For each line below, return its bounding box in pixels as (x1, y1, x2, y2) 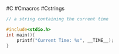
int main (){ (6, 32, 35, 38)
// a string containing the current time (6, 16, 109, 22)
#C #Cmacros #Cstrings (6, 5, 65, 12)
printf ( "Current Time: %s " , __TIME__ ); (16, 37, 114, 43)
